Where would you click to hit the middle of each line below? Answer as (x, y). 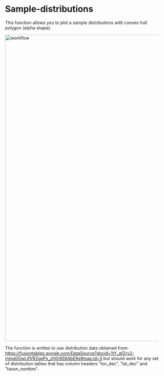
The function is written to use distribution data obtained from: (67, 348)
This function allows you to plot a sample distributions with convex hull (76, 23)
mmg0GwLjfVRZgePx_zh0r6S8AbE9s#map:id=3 (54, 358)
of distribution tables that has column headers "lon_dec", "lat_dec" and (76, 363)
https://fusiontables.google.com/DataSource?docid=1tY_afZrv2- (70, 353)
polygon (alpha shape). (28, 27)
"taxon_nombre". (22, 369)
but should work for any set (131, 358)
